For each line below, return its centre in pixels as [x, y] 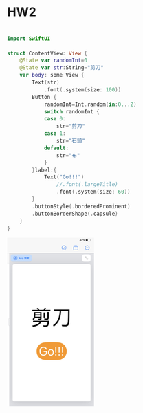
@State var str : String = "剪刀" [62, 68]
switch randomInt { [71, 111]
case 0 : [55, 119]
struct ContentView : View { [47, 53]
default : [56, 148]
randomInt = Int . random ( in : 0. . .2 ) [90, 104]
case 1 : [55, 134]
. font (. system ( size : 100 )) [82, 90]
